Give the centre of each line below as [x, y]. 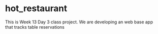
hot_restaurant [36, 8]
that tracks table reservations [35, 27]
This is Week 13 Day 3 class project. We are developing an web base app [79, 22]
